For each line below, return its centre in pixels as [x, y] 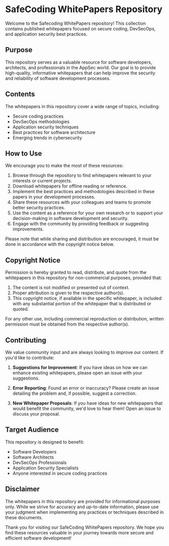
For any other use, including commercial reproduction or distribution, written [84, 319]
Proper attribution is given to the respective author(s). [68, 293]
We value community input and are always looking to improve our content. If [84, 352]
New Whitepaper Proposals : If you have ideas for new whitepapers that [88, 403]
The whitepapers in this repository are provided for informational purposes [83, 501]
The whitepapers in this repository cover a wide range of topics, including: [82, 106]
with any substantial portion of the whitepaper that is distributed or [82, 304]
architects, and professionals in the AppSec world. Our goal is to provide [81, 67]
